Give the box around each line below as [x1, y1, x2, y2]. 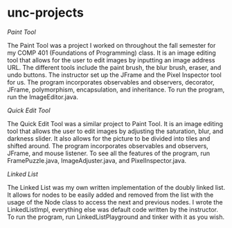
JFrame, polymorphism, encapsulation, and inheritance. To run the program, [7, 85, 225, 94]
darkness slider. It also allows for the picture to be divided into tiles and [7, 134, 211, 143]
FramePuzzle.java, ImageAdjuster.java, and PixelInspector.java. [7, 156, 187, 164]
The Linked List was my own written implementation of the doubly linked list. [7, 183, 226, 191]
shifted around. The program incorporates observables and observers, [7, 141, 209, 150]
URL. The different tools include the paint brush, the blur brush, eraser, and [7, 63, 222, 71]
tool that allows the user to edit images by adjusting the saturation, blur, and [7, 127, 224, 135]
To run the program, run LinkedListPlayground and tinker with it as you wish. [7, 213, 225, 221]
